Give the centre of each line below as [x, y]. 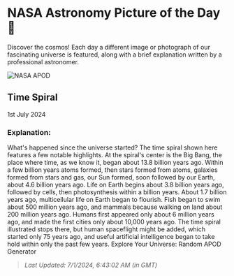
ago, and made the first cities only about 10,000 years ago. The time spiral [114, 222]
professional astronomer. [43, 61]
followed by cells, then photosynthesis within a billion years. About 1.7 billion [117, 192]
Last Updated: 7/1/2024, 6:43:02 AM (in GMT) [91, 265]
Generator [22, 252]
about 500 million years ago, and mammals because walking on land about [115, 207]
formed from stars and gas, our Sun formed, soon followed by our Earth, [111, 177]
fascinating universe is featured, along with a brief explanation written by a [115, 55]
